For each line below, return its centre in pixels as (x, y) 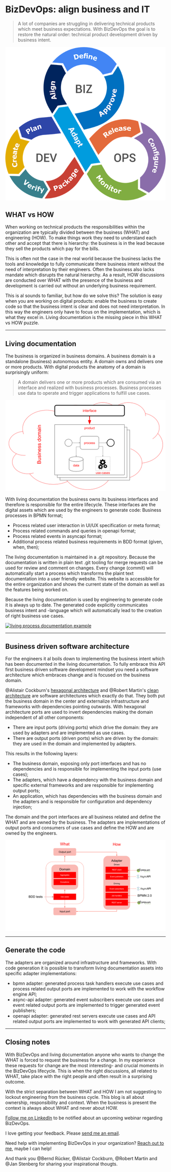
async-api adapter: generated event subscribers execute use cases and (88, 999)
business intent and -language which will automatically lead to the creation (84, 610)
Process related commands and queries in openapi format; (74, 531)
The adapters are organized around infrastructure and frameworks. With (81, 962)
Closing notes (28, 1042)
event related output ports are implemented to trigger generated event (86, 1005)
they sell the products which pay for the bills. (52, 249)
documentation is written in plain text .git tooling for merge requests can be (84, 562)
